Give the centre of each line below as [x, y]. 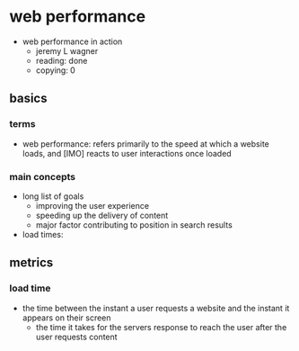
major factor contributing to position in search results [134, 225]
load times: [43, 234]
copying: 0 [56, 70]
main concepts [43, 176]
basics [28, 99]
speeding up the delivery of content [102, 215]
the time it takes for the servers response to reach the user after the [161, 327]
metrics [31, 263]
